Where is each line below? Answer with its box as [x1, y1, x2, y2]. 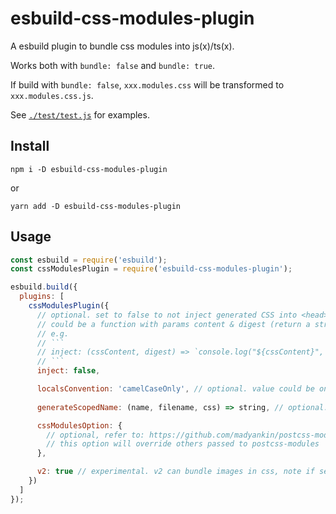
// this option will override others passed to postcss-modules [46, 439, 320, 449]
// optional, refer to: [46, 430, 145, 440]
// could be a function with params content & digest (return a [36, 319, 311, 329]
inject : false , [36, 366, 101, 376]
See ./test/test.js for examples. [10, 108, 150, 121]
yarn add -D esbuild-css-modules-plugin [10, 201, 182, 211]
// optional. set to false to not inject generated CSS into [36, 310, 298, 320]
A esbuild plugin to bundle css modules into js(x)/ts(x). [10, 40, 235, 52]
